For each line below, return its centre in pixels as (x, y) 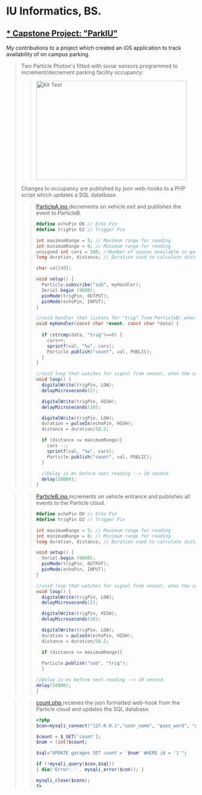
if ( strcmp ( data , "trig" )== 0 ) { (82, 335)
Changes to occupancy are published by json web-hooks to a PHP (103, 188)
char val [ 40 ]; (54, 268)
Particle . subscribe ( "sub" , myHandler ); (91, 285)
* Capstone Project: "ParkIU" (62, 33)
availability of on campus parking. (48, 54)
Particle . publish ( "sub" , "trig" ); (84, 664)
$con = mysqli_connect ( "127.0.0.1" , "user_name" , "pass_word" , (113, 726)
